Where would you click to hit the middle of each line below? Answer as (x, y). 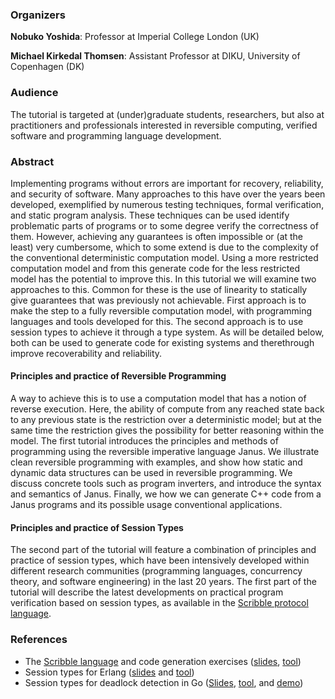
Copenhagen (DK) (47, 67)
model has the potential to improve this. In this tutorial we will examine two (163, 279)
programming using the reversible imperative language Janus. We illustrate (165, 452)
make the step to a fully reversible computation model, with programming (161, 310)
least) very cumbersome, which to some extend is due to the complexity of (164, 247)
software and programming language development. (116, 135)
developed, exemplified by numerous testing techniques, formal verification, (167, 204)
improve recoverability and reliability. (86, 353)
